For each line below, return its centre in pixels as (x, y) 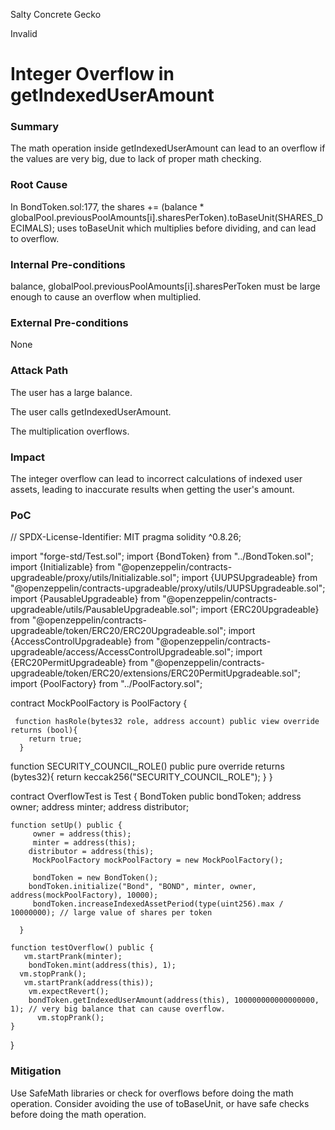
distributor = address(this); (91, 852)
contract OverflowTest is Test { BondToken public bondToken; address (156, 796)
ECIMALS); (32, 228)
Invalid (24, 33)
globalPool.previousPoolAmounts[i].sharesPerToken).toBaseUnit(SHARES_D (167, 217)
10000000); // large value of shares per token (111, 913)
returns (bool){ (44, 730)
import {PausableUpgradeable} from (85, 599)
